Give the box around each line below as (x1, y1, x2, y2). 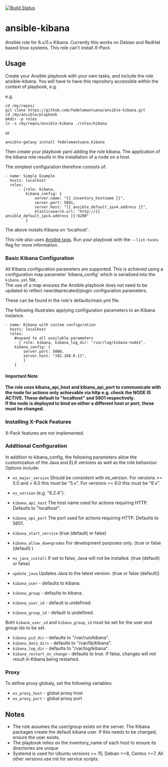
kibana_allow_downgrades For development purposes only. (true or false (12, 540, 161, 546)
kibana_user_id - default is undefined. (12, 599, 92, 605)
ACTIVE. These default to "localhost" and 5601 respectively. (5, 395, 135, 401)
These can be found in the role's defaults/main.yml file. (5, 297, 120, 303)
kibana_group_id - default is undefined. (12, 609, 94, 616)
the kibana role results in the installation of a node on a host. (5, 154, 131, 160)
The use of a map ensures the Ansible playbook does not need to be (5, 282, 148, 288)
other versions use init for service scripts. (12, 755, 99, 762)
